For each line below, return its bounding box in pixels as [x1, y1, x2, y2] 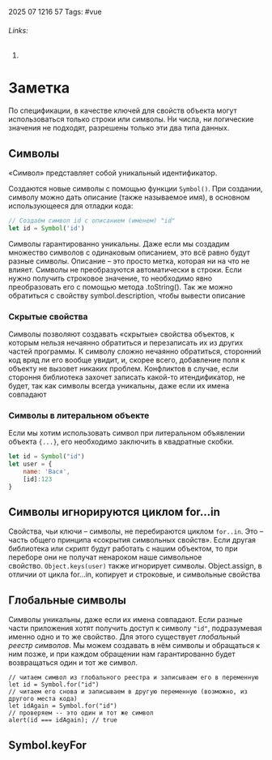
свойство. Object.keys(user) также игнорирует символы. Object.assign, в [8, 561, 262, 571]
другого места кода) [8, 695, 79, 703]
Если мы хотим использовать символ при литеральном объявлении [8, 428, 245, 438]
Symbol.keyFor [8, 738, 87, 752]
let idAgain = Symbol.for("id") [8, 702, 117, 711]
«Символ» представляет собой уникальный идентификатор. [8, 168, 218, 178]
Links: [8, 25, 28, 35]
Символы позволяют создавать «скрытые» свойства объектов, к [8, 329, 235, 339]
